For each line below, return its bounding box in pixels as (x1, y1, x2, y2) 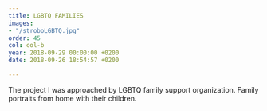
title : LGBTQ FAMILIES (8, 11, 84, 20)
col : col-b (8, 42, 45, 50)
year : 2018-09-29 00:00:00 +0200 (8, 49, 120, 57)
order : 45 (8, 34, 41, 42)
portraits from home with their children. (8, 93, 137, 103)
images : (8, 19, 34, 27)
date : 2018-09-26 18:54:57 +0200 (8, 57, 120, 65)
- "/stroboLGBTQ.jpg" (8, 26, 80, 34)
